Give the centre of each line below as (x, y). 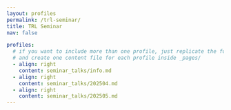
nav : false (22, 33)
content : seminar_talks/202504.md (68, 83)
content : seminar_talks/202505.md (68, 96)
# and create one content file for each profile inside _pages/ (107, 58)
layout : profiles (31, 13)
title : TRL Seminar (34, 26)
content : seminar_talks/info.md (65, 70)
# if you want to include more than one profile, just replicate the (114, 52)
